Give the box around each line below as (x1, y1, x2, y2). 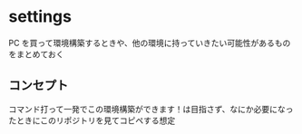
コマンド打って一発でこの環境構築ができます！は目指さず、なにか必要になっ (8, 103, 294, 114)
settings (8, 6, 72, 27)
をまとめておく (8, 48, 64, 60)
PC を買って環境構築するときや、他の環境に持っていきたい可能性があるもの (8, 37, 291, 48)
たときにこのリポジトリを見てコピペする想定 (8, 115, 176, 126)
